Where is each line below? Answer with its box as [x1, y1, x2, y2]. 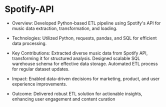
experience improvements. [11, 81, 67, 87]
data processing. [11, 40, 47, 46]
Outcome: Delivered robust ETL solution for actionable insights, [11, 90, 143, 96]
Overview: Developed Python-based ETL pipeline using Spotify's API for [11, 20, 161, 26]
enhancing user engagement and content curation [11, 96, 115, 102]
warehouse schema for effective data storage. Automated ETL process [11, 60, 158, 66]
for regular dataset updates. [11, 66, 70, 72]
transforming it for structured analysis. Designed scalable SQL [11, 55, 140, 61]
